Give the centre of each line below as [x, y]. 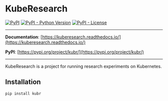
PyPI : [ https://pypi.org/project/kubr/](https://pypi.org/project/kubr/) [74, 52]
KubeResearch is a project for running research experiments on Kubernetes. [83, 66]
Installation [23, 82]
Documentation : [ [24, 37]
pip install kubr [23, 93]
